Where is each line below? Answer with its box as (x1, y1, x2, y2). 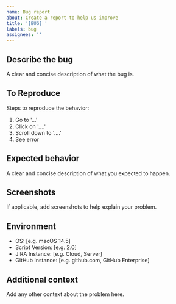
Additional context (6, 274, 78, 284)
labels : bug (6, 26, 37, 32)
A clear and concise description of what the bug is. (6, 70, 135, 78)
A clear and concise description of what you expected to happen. (6, 169, 171, 177)
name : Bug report (6, 9, 51, 15)
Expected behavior (6, 153, 80, 164)
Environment (6, 221, 57, 231)
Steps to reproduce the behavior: (6, 104, 90, 112)
